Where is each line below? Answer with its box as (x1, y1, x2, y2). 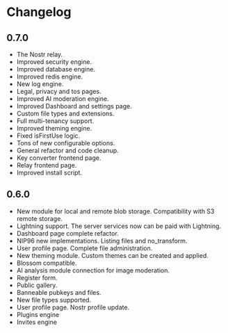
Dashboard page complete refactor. (16, 229, 119, 237)
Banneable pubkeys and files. (16, 288, 101, 296)
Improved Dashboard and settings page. (16, 102, 133, 110)
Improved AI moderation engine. (16, 95, 109, 103)
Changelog (6, 4, 72, 20)
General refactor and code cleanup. (16, 147, 119, 154)
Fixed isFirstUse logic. (16, 131, 81, 140)
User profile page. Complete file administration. (16, 244, 153, 252)
